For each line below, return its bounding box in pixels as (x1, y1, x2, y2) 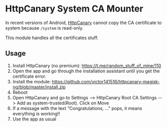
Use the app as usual (12, 116, 56, 122)
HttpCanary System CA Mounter (5, 3, 143, 15)
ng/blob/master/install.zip (12, 84, 66, 90)
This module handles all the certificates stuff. (5, 35, 99, 41)
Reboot (12, 89, 28, 95)
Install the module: (12, 78, 51, 84)
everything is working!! (12, 110, 60, 116)
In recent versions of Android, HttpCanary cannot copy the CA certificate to (5, 20, 162, 26)
